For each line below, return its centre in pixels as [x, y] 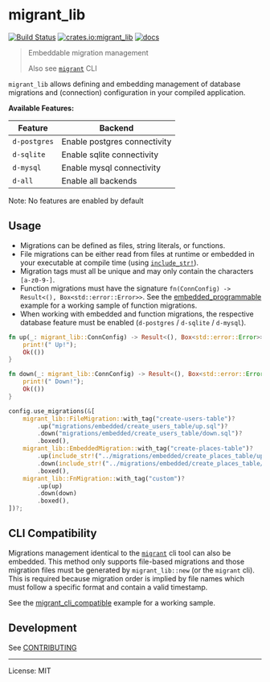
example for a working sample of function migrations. [108, 305]
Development [43, 628]
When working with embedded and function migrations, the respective [137, 314]
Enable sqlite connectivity [110, 155]
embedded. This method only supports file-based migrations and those [127, 561]
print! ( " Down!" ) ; [53, 382]
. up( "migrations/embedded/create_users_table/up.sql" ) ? [133, 426]
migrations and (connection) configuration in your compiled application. [127, 92]
